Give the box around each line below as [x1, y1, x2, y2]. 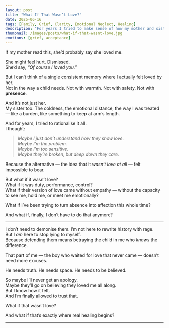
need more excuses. [5, 257, 48, 263]
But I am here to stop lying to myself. [5, 231, 81, 237]
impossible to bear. [5, 167, 45, 173]
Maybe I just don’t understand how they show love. [17, 135, 124, 141]
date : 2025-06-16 [5, 17, 42, 22]
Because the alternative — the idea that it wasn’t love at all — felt [5, 161, 141, 167]
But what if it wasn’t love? [5, 176, 58, 182]
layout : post [5, 7, 33, 13]
